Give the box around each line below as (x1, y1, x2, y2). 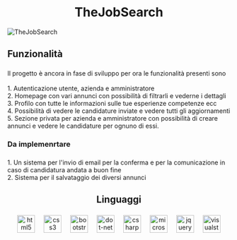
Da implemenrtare (7, 139, 71, 149)
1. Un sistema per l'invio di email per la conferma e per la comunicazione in (7, 158, 226, 167)
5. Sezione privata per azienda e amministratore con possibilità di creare (7, 114, 218, 123)
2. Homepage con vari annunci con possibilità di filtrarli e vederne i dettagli (7, 92, 226, 100)
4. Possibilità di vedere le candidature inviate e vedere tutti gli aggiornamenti (7, 107, 231, 115)
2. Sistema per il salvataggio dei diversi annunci (7, 174, 146, 182)
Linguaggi (96, 193, 141, 205)
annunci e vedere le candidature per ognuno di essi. (7, 121, 159, 131)
